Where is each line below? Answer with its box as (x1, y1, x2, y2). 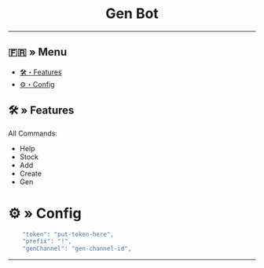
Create (19, 168, 42, 178)
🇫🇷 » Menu (8, 45, 68, 59)
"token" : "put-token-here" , (22, 230, 114, 238)
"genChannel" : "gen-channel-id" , (22, 244, 132, 253)
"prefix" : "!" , (22, 237, 72, 245)
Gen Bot (105, 5, 159, 23)
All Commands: (8, 129, 57, 138)
